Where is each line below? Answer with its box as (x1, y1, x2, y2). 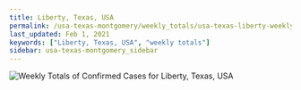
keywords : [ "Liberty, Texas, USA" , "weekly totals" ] (9, 37, 211, 47)
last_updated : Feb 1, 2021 (9, 29, 110, 38)
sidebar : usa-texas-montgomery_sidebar (9, 46, 159, 55)
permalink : (9, 21, 50, 30)
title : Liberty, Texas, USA (9, 12, 115, 22)
